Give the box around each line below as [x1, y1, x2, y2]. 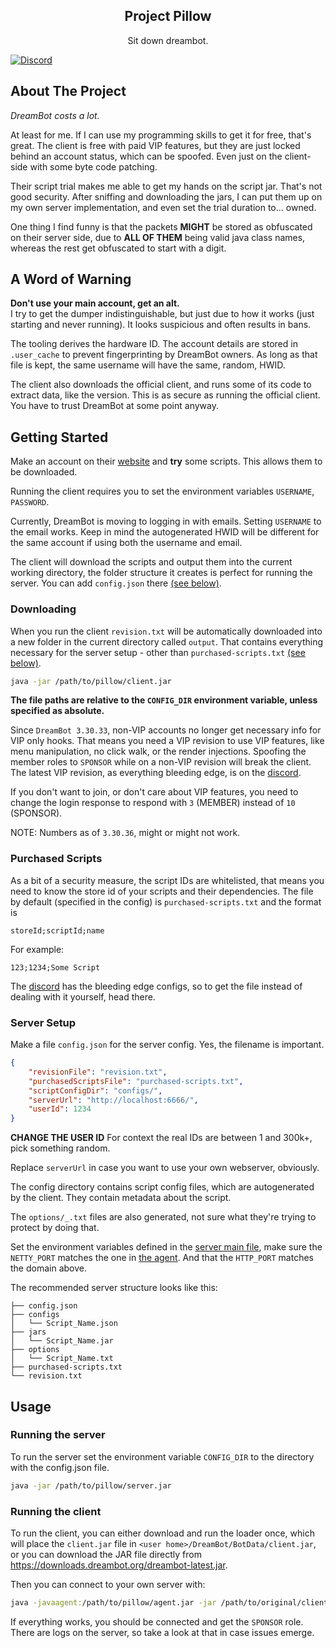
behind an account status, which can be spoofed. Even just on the [10, 150, 283, 162]
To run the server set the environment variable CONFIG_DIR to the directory [10, 1450, 315, 1463]
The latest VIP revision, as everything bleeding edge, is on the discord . [10, 767, 302, 779]
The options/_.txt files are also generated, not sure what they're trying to [10, 1211, 317, 1223]
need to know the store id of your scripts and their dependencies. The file [10, 885, 314, 897]
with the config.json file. [10, 1461, 110, 1473]
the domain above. [10, 1262, 87, 1274]
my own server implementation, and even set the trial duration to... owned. [10, 201, 317, 213]
